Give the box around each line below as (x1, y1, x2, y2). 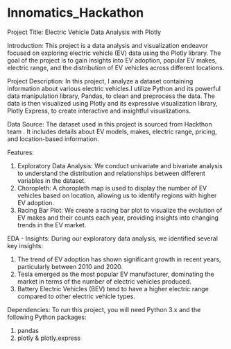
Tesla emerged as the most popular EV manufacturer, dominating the (17, 270, 214, 278)
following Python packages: (7, 313, 87, 321)
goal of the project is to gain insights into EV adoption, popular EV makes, (7, 56, 217, 64)
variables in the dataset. (17, 176, 87, 185)
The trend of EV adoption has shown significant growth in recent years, (17, 255, 221, 263)
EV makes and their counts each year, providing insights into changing (17, 213, 219, 222)
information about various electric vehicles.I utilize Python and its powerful (7, 84, 221, 92)
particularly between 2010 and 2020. (17, 262, 123, 270)
